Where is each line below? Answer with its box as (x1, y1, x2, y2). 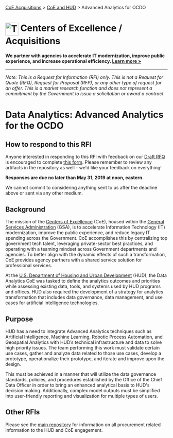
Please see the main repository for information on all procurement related (5, 422, 161, 428)
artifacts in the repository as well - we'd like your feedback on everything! (5, 165, 162, 171)
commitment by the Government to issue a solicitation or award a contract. (5, 91, 165, 97)
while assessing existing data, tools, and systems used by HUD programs (5, 283, 161, 290)
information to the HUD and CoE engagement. (5, 427, 103, 433)
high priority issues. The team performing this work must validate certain (5, 345, 160, 351)
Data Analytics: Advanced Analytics (5, 109, 164, 120)
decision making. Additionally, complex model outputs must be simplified (5, 388, 160, 394)
